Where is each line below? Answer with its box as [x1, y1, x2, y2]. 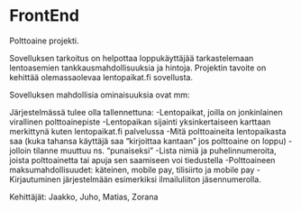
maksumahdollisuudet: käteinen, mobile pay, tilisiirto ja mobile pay [9, 164, 255, 175]
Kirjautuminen [9, 173, 61, 185]
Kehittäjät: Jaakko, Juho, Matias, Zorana [9, 191, 159, 202]
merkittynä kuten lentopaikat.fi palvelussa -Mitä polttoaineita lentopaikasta [9, 125, 287, 136]
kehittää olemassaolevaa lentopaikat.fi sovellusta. [9, 71, 194, 82]
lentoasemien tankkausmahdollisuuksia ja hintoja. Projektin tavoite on [9, 62, 267, 73]
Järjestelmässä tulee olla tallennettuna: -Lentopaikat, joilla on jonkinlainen [9, 106, 283, 117]
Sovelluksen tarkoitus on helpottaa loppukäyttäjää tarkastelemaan [9, 52, 254, 63]
